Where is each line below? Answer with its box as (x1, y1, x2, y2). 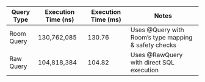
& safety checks (130, 41, 177, 49)
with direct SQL (130, 58, 175, 66)
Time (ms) (90, 15, 122, 24)
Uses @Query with (130, 26, 184, 34)
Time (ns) (45, 15, 74, 24)
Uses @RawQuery (130, 51, 183, 59)
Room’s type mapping (130, 33, 193, 41)
